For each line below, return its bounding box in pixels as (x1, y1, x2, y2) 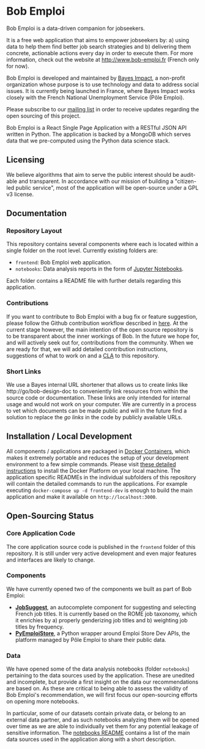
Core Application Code (6, 529, 75, 538)
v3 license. (6, 190, 34, 198)
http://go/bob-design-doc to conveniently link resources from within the (6, 387, 188, 395)
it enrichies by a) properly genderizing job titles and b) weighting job (15, 616, 188, 624)
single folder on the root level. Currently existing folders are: (6, 247, 158, 255)
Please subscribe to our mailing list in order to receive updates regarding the (6, 105, 199, 113)
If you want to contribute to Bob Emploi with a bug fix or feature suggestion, (6, 313, 198, 320)
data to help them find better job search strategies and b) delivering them (6, 43, 192, 50)
